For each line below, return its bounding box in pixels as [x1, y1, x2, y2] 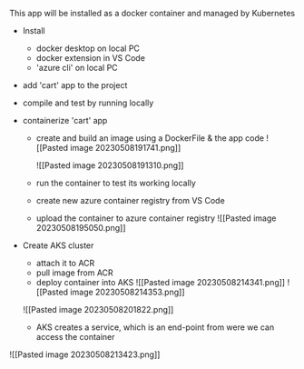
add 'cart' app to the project [22, 80, 128, 90]
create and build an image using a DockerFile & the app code [35, 133, 265, 144]
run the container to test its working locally [35, 177, 197, 188]
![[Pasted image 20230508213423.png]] [9, 349, 161, 360]
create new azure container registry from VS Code [35, 195, 225, 205]
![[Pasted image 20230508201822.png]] [22, 304, 174, 314]
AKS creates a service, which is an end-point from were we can [35, 322, 275, 333]
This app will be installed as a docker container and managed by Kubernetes [9, 8, 296, 18]
